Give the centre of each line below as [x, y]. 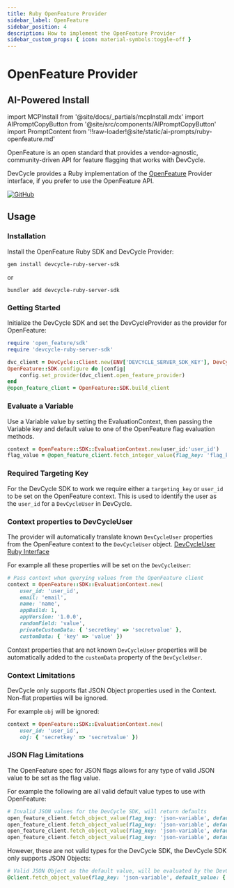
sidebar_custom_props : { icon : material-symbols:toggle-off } [99, 40]
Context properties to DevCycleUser [70, 521]
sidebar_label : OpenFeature [48, 20]
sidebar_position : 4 [37, 27]
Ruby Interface [29, 551]
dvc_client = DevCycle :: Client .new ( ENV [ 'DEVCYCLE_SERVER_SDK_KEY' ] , [109, 362]
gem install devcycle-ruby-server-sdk [63, 264]
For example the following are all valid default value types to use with [106, 791]
